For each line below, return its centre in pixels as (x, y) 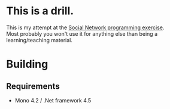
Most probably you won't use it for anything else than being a (82, 33)
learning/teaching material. (40, 40)
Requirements (33, 86)
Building (27, 64)
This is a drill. (40, 11)
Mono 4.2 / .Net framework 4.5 (53, 100)
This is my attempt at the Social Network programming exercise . (85, 27)
